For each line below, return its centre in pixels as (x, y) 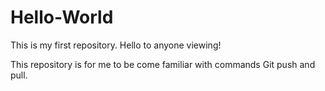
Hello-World (62, 17)
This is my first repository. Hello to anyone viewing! (116, 45)
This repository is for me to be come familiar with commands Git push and (163, 64)
